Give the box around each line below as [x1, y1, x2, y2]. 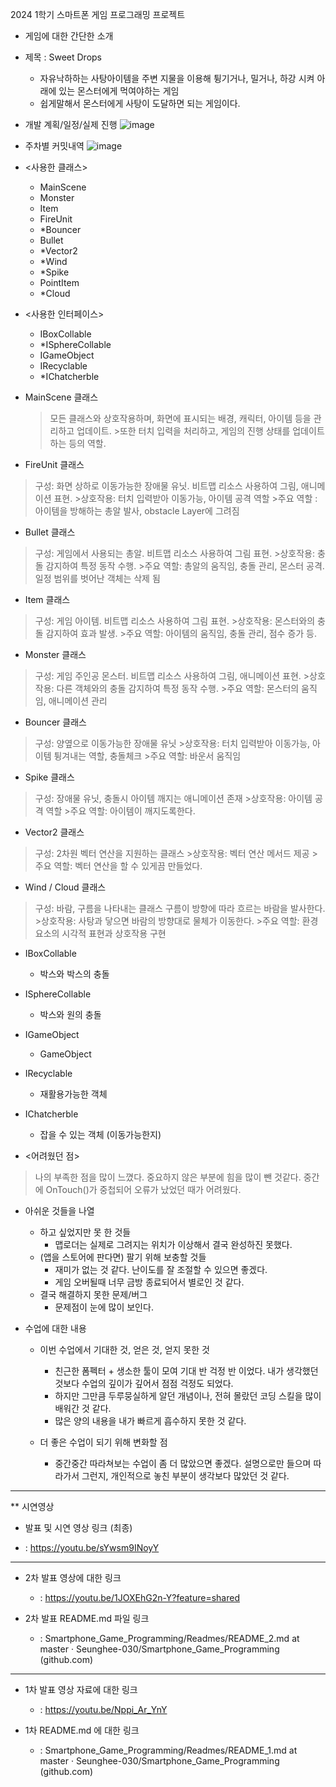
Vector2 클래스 [24, 826, 85, 838]
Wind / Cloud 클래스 [24, 881, 107, 893]
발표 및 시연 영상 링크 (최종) [24, 1522, 133, 1533]
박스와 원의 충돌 [39, 1009, 102, 1020]
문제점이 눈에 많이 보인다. [54, 1301, 154, 1313]
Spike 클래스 [24, 771, 75, 783]
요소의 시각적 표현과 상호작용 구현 [34, 928, 167, 939]
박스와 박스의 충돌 [39, 968, 110, 980]
